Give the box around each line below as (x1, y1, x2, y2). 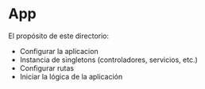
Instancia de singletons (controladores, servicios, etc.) (19, 55, 199, 64)
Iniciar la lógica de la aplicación (19, 72, 123, 81)
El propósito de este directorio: (8, 31, 110, 41)
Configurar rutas (19, 63, 74, 72)
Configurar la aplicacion (19, 46, 99, 56)
